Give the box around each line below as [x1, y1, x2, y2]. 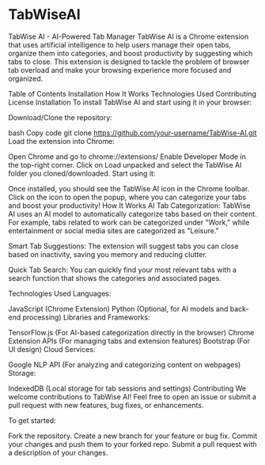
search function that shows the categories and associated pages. [8, 273, 221, 282]
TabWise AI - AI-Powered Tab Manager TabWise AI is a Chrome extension [8, 32, 249, 41]
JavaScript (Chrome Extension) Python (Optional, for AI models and [8, 304, 229, 313]
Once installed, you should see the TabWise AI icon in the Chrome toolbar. [8, 183, 250, 193]
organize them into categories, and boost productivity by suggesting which [8, 48, 253, 58]
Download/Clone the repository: [8, 112, 112, 122]
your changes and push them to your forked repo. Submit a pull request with [8, 439, 257, 448]
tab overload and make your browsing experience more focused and [8, 65, 232, 74]
